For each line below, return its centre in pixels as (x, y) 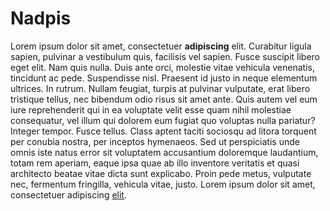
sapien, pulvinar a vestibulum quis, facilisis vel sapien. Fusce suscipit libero (165, 56)
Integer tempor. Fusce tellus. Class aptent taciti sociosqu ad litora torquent (163, 131)
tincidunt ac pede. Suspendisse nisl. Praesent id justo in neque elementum (164, 78)
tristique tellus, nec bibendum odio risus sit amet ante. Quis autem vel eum (164, 99)
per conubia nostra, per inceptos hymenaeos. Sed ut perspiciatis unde (155, 141)
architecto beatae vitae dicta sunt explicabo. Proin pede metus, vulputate (161, 173)
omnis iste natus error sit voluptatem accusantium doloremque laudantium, (164, 152)
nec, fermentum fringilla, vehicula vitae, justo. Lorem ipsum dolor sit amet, (163, 184)
